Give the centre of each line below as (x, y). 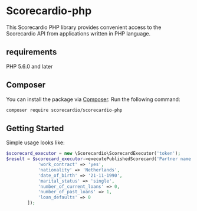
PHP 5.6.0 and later (29, 66)
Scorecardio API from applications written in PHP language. (78, 33)
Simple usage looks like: (35, 142)
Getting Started (35, 128)
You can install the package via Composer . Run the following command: (93, 99)
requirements (32, 52)
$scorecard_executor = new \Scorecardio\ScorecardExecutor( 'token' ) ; (93, 154)
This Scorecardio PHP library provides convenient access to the (84, 27)
